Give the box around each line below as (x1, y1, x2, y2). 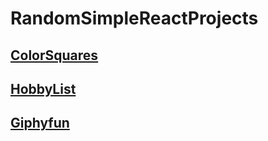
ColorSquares (10, 47, 99, 64)
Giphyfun (10, 115, 70, 132)
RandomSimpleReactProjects (10, 7, 259, 30)
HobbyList (10, 80, 77, 97)
